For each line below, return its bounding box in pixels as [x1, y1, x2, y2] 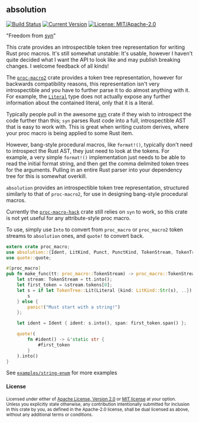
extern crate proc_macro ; [6, 243, 70, 250]
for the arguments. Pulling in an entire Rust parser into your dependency [6, 166, 182, 173]
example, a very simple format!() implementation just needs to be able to [6, 154, 185, 161]
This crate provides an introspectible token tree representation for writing [6, 43, 185, 50]
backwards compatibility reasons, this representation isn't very [6, 80, 160, 87]
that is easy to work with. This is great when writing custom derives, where [6, 123, 190, 130]
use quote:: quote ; [6, 255, 52, 260]
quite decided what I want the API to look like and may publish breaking [6, 56, 181, 63]
